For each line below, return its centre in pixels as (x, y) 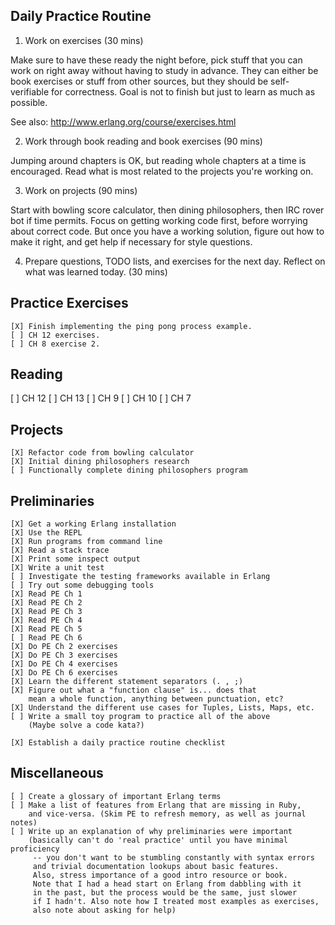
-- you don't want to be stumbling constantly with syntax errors (173, 857)
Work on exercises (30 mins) (84, 40)
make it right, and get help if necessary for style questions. (131, 241)
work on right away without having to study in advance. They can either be (164, 70)
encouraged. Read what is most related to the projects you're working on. (162, 171)
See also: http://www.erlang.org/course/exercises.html (123, 121)
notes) (24, 822)
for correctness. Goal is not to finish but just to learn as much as (183, 91)
